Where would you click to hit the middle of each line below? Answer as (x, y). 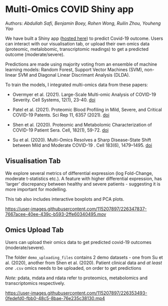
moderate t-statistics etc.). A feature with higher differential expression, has (83, 178)
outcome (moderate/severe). (35, 54)
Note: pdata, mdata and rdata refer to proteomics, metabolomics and (76, 278)
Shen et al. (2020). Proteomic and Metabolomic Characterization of (82, 125)
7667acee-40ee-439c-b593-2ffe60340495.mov (56, 214)
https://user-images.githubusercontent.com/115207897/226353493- (76, 293)
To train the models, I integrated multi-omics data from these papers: (77, 85)
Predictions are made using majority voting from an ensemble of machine (81, 64)
